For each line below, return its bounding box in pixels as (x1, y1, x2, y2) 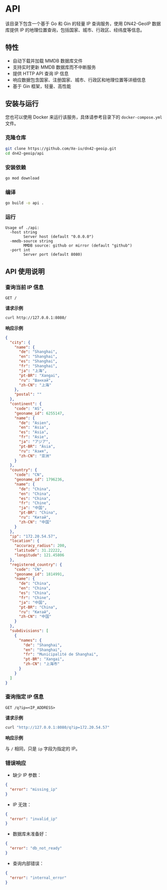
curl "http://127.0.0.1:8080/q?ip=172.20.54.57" (5, 725, 110, 730)
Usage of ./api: (5, 225, 39, 230)
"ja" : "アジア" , (18, 439, 51, 444)
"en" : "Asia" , (18, 425, 49, 430)
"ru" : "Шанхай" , (18, 377, 53, 383)
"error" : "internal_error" (10, 875, 67, 880)
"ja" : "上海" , (18, 368, 47, 373)
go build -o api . (5, 200, 44, 206)
